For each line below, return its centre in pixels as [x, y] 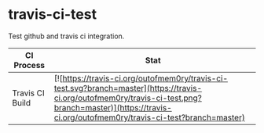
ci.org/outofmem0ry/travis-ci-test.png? [128, 98]
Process [29, 65]
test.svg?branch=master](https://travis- [128, 88]
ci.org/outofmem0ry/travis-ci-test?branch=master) [149, 117]
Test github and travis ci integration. [66, 36]
